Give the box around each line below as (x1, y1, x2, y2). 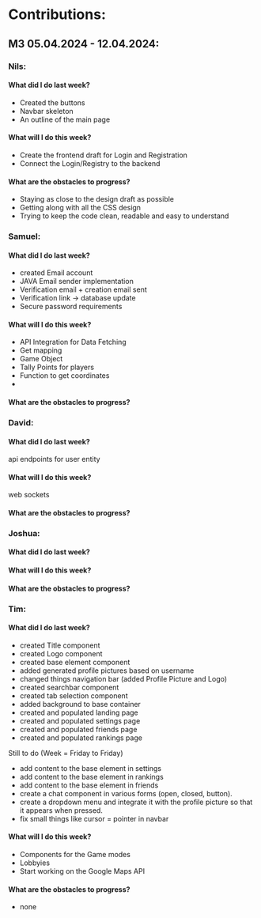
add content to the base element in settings (19, 763, 162, 773)
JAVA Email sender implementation (19, 277, 134, 286)
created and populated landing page (19, 708, 138, 717)
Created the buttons (19, 97, 85, 108)
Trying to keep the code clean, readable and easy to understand (19, 211, 229, 221)
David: (8, 417, 34, 428)
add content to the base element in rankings (19, 772, 164, 781)
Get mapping (19, 346, 62, 355)
